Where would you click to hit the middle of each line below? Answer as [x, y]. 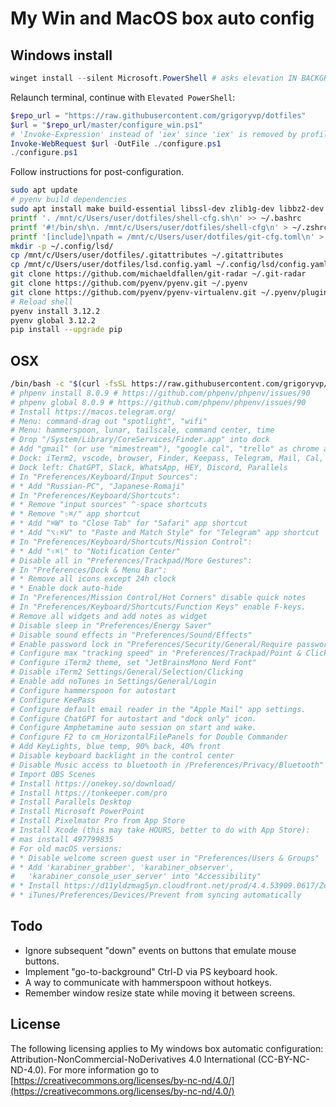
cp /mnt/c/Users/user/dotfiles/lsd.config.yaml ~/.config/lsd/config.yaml [169, 265]
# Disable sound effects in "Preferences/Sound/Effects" [131, 635]
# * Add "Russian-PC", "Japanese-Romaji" [98, 486]
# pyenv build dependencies [69, 200]
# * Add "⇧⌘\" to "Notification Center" [96, 551]
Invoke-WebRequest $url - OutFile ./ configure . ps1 [116, 143]
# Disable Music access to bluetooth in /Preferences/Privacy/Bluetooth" [167, 765]
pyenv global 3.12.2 [53, 320]
